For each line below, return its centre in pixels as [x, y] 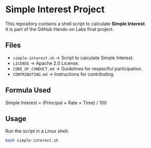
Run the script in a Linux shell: [37, 131]
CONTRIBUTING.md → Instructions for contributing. [64, 74]
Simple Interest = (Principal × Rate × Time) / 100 [56, 103]
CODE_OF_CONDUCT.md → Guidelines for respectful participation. [78, 68]
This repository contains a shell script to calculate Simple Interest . [76, 24]
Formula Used [28, 90]
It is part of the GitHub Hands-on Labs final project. [60, 29]
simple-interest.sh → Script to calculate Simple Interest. [73, 58]
